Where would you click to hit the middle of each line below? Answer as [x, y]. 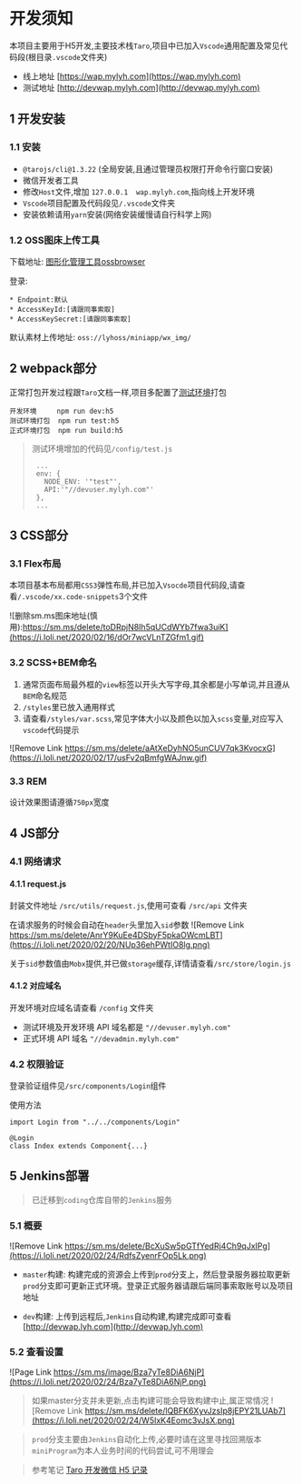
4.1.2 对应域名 [35, 986]
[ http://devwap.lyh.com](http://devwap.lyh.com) [113, 1327]
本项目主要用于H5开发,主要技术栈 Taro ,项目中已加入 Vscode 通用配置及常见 [145, 45]
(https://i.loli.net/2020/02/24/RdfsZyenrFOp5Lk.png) [108, 1256]
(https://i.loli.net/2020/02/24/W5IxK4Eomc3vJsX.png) [133, 1420]
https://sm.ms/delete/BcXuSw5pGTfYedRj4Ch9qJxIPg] [167, 1246]
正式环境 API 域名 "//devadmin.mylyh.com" [101, 1038]
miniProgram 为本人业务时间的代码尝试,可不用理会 [123, 1450]
